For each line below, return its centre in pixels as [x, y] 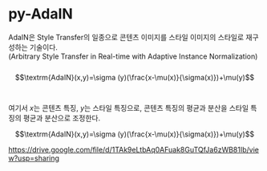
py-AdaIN [41, 14]
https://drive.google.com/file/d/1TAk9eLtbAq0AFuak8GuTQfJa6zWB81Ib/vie [133, 149]
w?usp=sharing [34, 158]
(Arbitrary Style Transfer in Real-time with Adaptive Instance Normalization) [133, 56]
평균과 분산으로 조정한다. [62, 118]
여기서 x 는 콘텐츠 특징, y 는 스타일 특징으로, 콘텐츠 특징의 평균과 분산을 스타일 [129, 108]
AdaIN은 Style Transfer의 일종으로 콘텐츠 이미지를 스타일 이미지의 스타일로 [126, 37]
